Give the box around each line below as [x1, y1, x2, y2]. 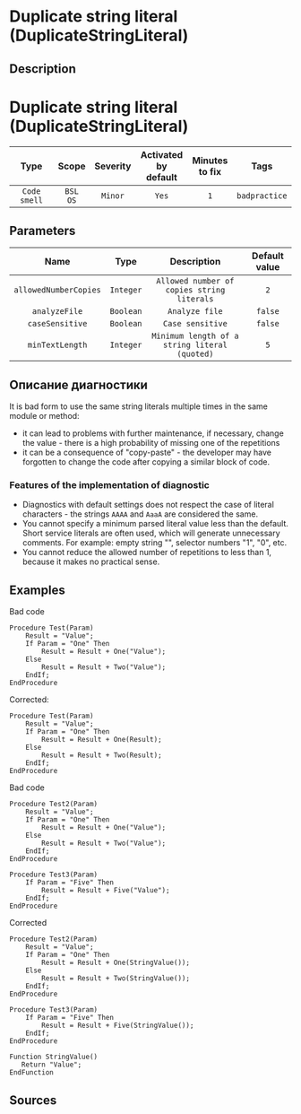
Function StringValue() [9, 1052, 99, 1062]
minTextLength [27, 340, 88, 351]
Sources [9, 1092, 57, 1108]
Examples [9, 582, 65, 597]
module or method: [9, 411, 80, 422]
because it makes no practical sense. [21, 556, 160, 567]
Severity [94, 160, 132, 172]
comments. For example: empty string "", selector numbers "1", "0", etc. [21, 537, 288, 548]
